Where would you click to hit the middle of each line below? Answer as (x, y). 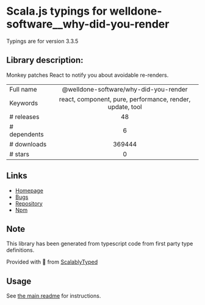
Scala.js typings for (57, 11)
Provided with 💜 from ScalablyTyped (52, 262)
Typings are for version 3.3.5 (42, 41)
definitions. (20, 250)
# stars (19, 154)
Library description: (45, 60)
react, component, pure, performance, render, (125, 99)
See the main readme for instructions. (54, 296)
